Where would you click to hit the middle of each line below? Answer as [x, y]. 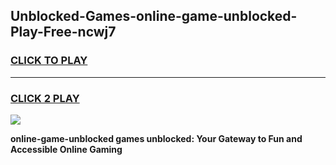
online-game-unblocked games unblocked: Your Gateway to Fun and [156, 138]
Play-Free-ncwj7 [63, 32]
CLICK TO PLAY [49, 61]
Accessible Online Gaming [66, 149]
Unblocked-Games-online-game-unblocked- [154, 16]
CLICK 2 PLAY [45, 98]
